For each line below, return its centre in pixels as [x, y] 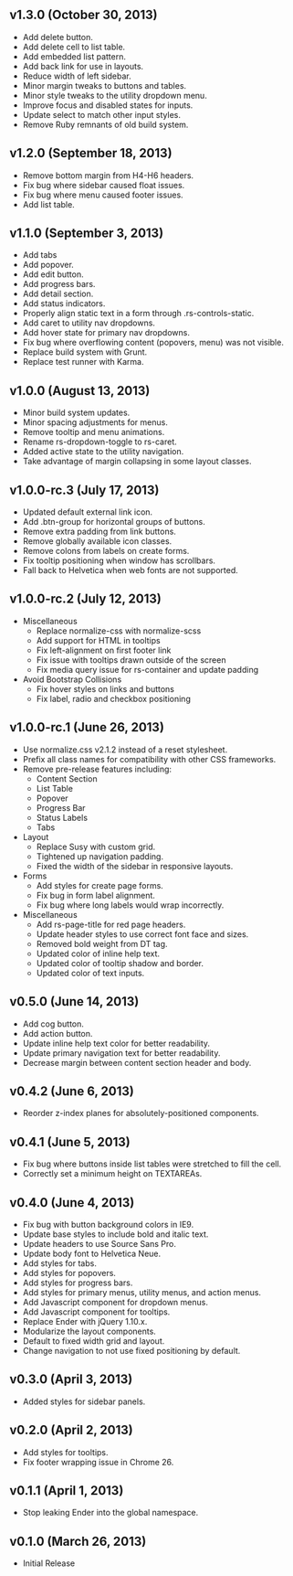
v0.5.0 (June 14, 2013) [74, 1001]
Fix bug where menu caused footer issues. [103, 195]
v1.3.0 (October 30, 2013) [84, 15]
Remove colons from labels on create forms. [106, 551]
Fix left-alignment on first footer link [104, 650]
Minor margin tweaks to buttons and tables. [105, 85]
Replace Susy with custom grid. [96, 847]
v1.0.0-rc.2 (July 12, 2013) [85, 599]
